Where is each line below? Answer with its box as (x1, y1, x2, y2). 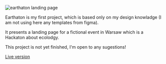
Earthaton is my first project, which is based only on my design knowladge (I (5, 14, 162, 20)
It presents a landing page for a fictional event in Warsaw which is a (5, 29, 144, 35)
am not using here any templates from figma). (5, 20, 99, 25)
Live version (5, 54, 30, 60)
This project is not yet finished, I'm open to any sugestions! (5, 44, 126, 50)
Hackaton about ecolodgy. (5, 35, 60, 40)
